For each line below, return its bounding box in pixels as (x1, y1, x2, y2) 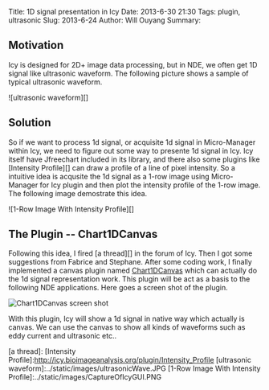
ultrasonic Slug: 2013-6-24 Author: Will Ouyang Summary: (8, 15, 202, 25)
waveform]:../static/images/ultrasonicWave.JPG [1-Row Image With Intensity (8, 363, 261, 373)
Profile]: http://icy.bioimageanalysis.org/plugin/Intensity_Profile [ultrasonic (8, 355, 251, 365)
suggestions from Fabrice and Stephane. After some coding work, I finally (8, 257, 253, 267)
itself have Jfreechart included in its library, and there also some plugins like (8, 154, 260, 164)
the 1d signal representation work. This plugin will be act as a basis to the (8, 274, 251, 284)
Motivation (8, 39, 64, 52)
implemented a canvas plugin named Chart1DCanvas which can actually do (8, 265, 258, 276)
